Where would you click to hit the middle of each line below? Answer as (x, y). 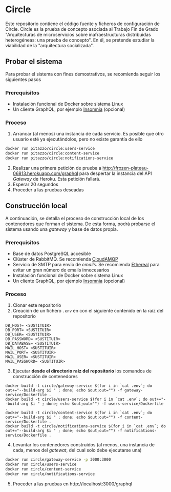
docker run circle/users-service (41, 465)
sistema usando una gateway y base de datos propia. (62, 229)
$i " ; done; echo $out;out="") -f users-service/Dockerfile (97, 404)
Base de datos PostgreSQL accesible (52, 254)
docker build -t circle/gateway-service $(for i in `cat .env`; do (79, 386)
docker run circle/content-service (43, 469)
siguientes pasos (23, 79)
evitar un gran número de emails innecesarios (61, 270)
